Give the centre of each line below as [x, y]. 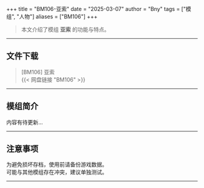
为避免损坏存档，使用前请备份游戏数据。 [57, 165]
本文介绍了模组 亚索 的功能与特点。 [65, 30]
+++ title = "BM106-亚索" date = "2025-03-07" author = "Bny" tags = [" [96, 9]
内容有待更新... [25, 122]
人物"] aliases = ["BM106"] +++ [59, 16]
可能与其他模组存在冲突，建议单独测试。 [57, 172]
